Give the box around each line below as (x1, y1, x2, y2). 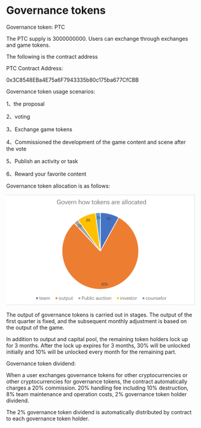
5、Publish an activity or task (6, 157, 78, 165)
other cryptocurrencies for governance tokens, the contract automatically (6, 378, 187, 385)
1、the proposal (6, 100, 45, 107)
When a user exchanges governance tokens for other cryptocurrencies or (6, 372, 188, 379)
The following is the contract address (6, 53, 98, 60)
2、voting (6, 113, 31, 120)
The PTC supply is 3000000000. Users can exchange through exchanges (6, 35, 188, 42)
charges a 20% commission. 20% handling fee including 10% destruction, (6, 384, 189, 391)
